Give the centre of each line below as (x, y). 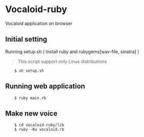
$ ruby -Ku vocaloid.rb (39, 130)
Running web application (45, 87)
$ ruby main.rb (30, 98)
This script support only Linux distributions (62, 61)
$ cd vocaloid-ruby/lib (39, 125)
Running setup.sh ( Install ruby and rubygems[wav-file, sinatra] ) (72, 51)
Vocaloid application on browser (39, 23)
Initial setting (26, 39)
